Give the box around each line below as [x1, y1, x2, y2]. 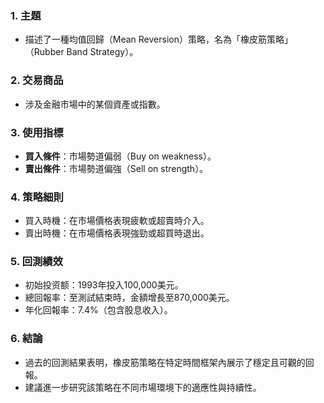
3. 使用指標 [10, 125, 64, 139]
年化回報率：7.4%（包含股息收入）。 [24, 304, 173, 316]
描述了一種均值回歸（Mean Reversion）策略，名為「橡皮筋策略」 [24, 33, 293, 46]
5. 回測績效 [10, 255, 64, 269]
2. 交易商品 [10, 73, 64, 87]
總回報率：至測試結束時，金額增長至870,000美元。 [24, 292, 235, 304]
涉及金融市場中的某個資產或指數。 [24, 98, 166, 110]
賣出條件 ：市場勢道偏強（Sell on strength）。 [24, 162, 209, 174]
